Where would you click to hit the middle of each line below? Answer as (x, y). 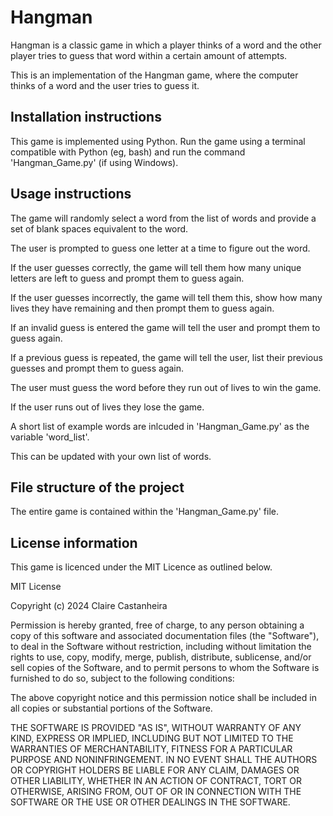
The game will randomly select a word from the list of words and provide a (163, 218)
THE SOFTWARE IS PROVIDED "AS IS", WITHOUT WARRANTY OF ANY (156, 728)
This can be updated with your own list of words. (111, 456)
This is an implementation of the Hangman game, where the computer (154, 75)
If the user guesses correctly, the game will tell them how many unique (156, 267)
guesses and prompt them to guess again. (97, 368)
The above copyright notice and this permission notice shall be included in (163, 698)
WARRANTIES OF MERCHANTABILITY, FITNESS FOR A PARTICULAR (151, 749)
